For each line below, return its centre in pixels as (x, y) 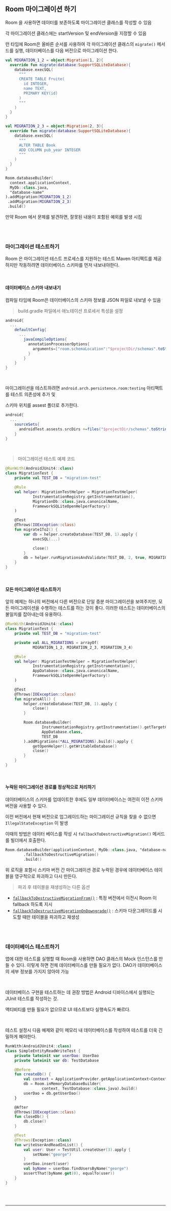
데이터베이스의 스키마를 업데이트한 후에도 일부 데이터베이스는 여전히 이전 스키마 (84, 800)
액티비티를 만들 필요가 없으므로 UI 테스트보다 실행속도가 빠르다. (68, 1010)
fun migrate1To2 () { (36, 530)
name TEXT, (35, 89)
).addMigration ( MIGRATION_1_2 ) (38, 197)
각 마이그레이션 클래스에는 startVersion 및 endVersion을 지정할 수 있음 (76, 33)
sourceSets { (27, 424)
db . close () (35, 1122)
